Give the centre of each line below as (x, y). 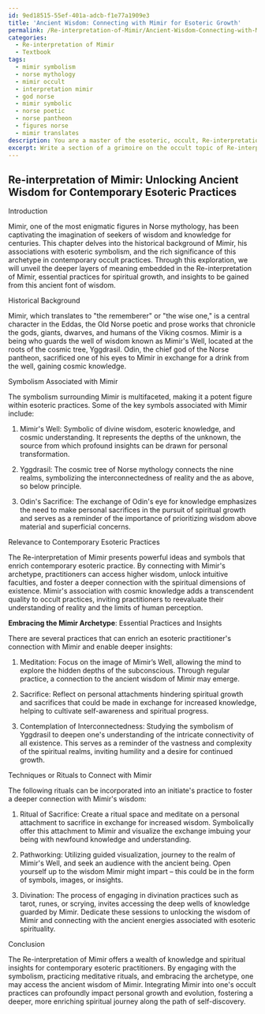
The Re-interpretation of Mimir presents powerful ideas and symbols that (127, 557)
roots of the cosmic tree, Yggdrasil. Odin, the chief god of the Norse (119, 349)
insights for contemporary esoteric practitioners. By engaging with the (122, 968)
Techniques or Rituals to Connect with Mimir (80, 775)
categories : (28, 38)
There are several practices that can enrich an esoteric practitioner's (119, 639)
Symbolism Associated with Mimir (63, 382)
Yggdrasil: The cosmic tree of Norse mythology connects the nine (127, 469)
